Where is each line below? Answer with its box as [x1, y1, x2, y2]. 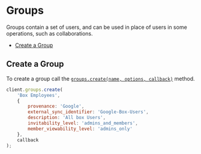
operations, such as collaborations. [6, 29, 93, 37]
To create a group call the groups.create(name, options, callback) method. [6, 75, 195, 82]
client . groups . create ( [6, 87, 63, 93]
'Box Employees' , [17, 92, 61, 98]
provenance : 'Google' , [28, 103, 85, 109]
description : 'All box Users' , [28, 115, 106, 121]
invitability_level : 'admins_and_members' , [28, 120, 138, 126]
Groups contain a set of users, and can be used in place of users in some [6, 23, 187, 31]
